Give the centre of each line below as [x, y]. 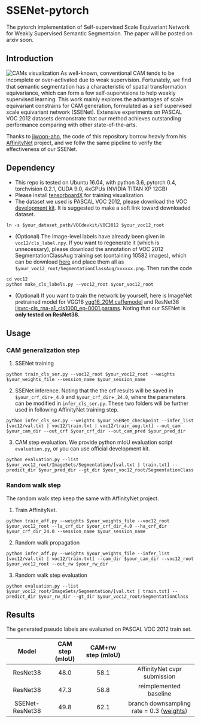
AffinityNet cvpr [159, 669]
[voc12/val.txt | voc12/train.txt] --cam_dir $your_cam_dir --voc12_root [100, 559]
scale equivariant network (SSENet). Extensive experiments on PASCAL [94, 112]
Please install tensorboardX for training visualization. [80, 195]
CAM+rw [103, 648]
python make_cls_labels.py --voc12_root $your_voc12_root [80, 284]
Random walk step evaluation [51, 575]
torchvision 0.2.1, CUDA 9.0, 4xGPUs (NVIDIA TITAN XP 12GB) [91, 189]
